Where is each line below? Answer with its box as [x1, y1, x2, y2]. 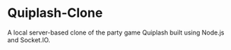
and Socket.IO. [7, 35, 51, 44]
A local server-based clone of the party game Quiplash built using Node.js [7, 28, 225, 37]
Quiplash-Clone [7, 5, 103, 21]
